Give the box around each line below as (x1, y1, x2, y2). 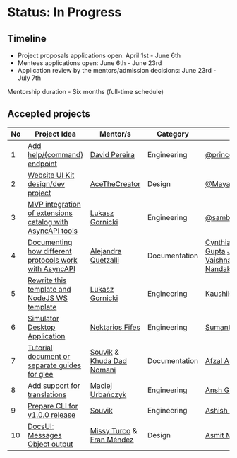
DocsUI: (28, 421, 54, 431)
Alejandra (90, 246, 122, 256)
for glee (28, 369, 54, 379)
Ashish (205, 405, 228, 415)
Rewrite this (28, 275, 67, 285)
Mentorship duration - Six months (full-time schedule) (7, 88, 164, 96)
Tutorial (28, 343, 53, 353)
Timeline (7, 33, 47, 45)
